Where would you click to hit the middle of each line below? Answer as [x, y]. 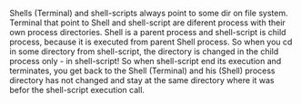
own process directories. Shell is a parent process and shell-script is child [148, 32]
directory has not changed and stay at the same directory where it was [142, 80]
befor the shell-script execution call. [77, 90]
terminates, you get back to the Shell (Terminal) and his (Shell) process [142, 71]
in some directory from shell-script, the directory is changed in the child [144, 52]
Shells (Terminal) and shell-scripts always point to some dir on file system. [149, 13]
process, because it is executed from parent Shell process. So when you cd [151, 42]
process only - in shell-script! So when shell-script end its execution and [145, 61]
